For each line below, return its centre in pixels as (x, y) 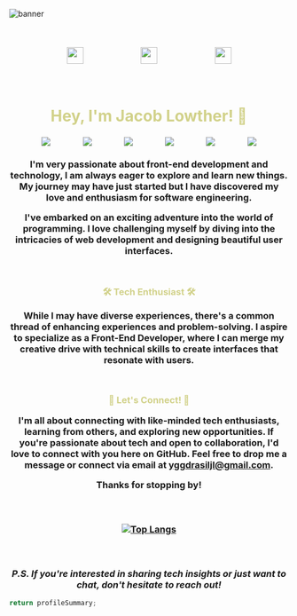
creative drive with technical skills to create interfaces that (149, 349)
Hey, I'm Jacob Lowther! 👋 (149, 116)
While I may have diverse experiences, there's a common (149, 315)
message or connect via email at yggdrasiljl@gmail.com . (149, 464)
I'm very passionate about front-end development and (149, 164)
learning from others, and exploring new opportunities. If (149, 431)
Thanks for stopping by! (149, 486)
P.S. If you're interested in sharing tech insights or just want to (149, 574)
